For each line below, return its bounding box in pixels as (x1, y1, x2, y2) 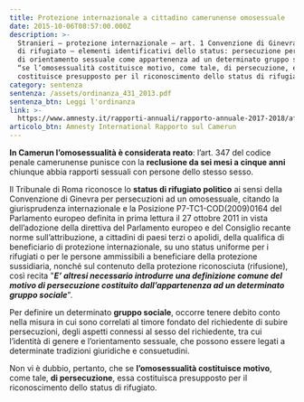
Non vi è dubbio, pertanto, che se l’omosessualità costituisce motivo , (9, 363, 273, 373)
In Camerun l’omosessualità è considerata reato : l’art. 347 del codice (9, 147, 271, 158)
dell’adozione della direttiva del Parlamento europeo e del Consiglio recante (9, 222, 291, 233)
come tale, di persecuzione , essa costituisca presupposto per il (9, 372, 248, 383)
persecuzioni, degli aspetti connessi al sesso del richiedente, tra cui (9, 326, 262, 337)
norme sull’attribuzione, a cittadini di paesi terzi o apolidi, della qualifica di (9, 232, 285, 242)
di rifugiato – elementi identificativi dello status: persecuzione (17, 47, 281, 56)
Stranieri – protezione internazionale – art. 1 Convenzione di (17, 38, 265, 48)
